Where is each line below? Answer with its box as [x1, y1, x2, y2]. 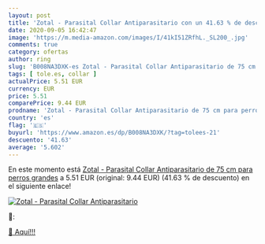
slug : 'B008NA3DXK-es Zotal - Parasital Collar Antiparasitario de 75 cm [8, 63, 256, 71]
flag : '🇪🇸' [8, 121, 47, 129]
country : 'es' [8, 114, 55, 122]
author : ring [8, 56, 51, 64]
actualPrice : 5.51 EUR [8, 77, 83, 85]
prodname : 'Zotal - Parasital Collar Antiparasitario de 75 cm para [8, 107, 238, 115]
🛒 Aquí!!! [8, 227, 36, 237]
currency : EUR [8, 84, 55, 93]
